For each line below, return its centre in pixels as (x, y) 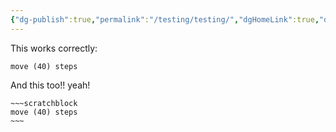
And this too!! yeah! (50, 85)
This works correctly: (54, 48)
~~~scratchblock (44, 103)
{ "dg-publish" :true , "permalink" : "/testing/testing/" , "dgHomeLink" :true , (165, 19)
